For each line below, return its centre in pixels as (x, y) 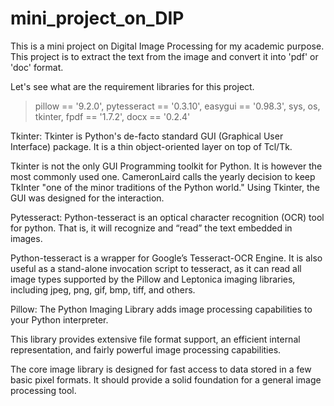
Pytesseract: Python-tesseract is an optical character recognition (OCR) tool (167, 217)
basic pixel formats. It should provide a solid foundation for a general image (166, 379)
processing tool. (43, 390)
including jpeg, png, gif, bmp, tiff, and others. (103, 289)
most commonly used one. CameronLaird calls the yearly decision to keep (163, 176)
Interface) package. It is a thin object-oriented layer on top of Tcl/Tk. (151, 146)
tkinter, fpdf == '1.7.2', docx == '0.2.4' (112, 116)
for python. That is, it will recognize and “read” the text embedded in (151, 228)
